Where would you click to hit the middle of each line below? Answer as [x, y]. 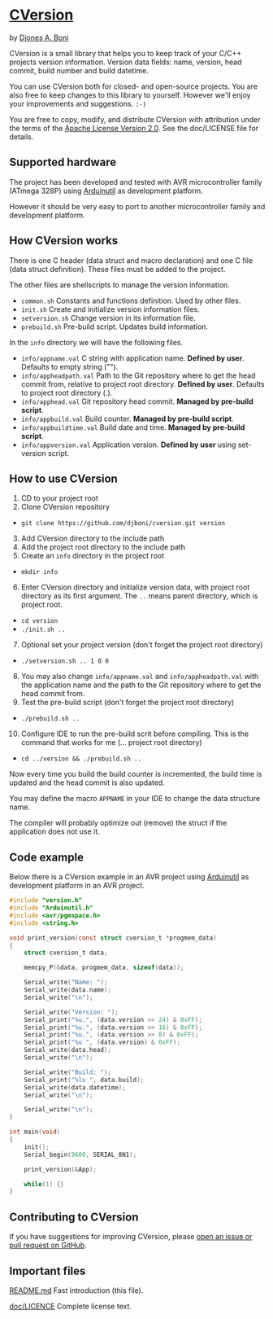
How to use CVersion [64, 478]
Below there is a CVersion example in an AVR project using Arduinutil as [129, 877]
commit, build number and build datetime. [79, 70]
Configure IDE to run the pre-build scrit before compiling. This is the [135, 734]
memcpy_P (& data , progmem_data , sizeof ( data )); [104, 968]
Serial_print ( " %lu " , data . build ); [84, 1080]
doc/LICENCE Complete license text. [71, 1306]
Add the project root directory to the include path [103, 547]
